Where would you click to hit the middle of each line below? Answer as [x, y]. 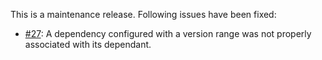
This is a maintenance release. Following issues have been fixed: [143, 14]
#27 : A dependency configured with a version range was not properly [168, 33]
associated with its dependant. [88, 44]
